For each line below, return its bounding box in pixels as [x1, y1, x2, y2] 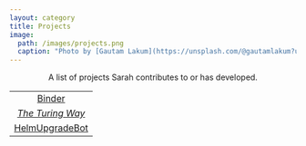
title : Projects [9, 22, 71, 31]
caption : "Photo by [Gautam [17, 47, 125, 56]
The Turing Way [16, 107, 86, 120]
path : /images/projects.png [17, 38, 125, 48]
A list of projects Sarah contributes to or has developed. [48, 72, 258, 83]
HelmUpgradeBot [14, 122, 89, 134]
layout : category [9, 13, 76, 23]
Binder [36, 92, 66, 105]
